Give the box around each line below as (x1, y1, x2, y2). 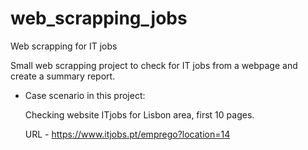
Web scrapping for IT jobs (10, 40, 118, 52)
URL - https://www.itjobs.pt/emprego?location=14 (24, 128, 231, 140)
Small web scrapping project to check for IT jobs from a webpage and (10, 59, 298, 71)
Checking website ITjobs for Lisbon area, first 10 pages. (24, 108, 255, 121)
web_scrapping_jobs (10, 7, 188, 30)
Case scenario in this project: (24, 89, 146, 101)
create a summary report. (10, 70, 116, 82)
